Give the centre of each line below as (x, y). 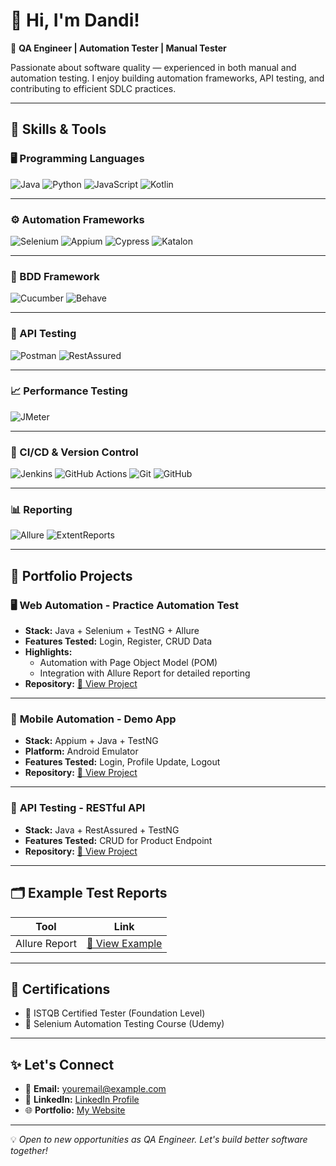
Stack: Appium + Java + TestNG (91, 741)
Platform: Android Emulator (81, 751)
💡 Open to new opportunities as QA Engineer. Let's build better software (159, 1140)
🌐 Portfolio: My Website (75, 1110)
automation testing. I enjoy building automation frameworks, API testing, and (167, 78)
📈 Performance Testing (69, 391)
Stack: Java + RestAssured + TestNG (102, 830)
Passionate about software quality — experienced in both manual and (153, 67)
